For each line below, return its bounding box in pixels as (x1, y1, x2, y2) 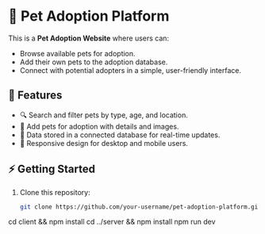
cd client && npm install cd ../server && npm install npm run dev (8, 217, 216, 227)
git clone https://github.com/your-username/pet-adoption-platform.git (19, 202, 262, 211)
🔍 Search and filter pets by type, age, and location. (19, 110, 188, 120)
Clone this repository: (19, 187, 90, 197)
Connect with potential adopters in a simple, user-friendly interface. (19, 65, 242, 75)
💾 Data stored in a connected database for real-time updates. (19, 130, 221, 140)
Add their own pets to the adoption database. (19, 57, 168, 67)
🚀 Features (8, 89, 63, 102)
